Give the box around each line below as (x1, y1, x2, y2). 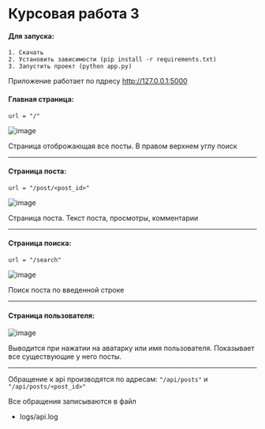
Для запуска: (8, 31, 55, 40)
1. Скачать (8, 49, 44, 57)
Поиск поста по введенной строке (8, 285, 125, 294)
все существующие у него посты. (8, 352, 122, 361)
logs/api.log (19, 412, 58, 422)
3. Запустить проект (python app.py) (8, 62, 132, 71)
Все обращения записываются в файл (8, 397, 136, 406)
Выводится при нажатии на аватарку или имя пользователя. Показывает (8, 344, 255, 353)
